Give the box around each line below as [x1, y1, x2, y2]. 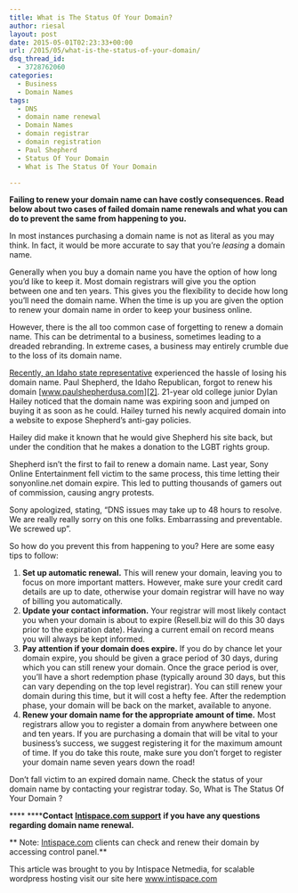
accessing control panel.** [9, 847, 108, 857]
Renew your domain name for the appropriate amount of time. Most [21, 709, 276, 720]
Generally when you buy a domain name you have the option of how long [9, 266, 278, 277]
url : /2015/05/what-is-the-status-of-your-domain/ [9, 46, 201, 55]
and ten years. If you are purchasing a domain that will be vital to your [21, 728, 278, 740]
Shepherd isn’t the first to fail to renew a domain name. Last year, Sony [9, 459, 269, 470]
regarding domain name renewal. [9, 820, 134, 831]
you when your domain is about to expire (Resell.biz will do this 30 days [21, 615, 286, 626]
